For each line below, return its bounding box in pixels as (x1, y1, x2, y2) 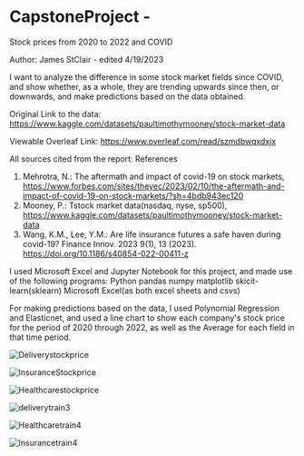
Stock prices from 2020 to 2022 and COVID (9, 36, 173, 47)
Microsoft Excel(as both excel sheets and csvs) (63, 284, 240, 296)
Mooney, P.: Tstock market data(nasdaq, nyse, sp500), (22, 200, 228, 211)
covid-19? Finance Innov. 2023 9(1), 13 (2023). (22, 238, 197, 249)
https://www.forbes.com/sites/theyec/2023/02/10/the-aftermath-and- (22, 180, 285, 192)
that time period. (9, 332, 72, 342)
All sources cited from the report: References (9, 153, 179, 164)
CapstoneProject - (9, 6, 152, 27)
